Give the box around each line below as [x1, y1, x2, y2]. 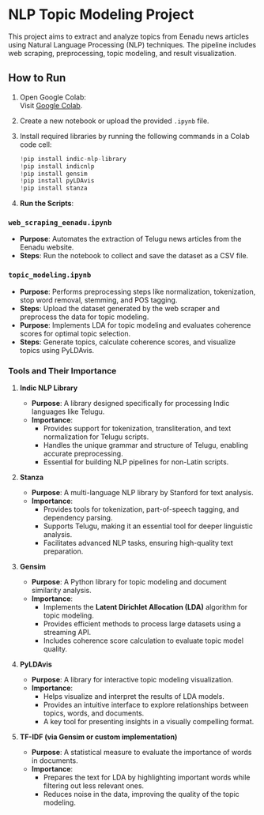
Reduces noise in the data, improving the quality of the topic [43, 790, 239, 799]
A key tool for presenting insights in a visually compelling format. [43, 717, 255, 727]
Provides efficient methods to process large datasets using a [43, 619, 241, 629]
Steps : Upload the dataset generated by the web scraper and [19, 303, 220, 313]
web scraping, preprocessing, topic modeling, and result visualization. [8, 48, 237, 58]
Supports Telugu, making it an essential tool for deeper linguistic [43, 521, 254, 531]
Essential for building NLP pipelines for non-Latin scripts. [43, 457, 229, 467]
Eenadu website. [19, 242, 74, 252]
